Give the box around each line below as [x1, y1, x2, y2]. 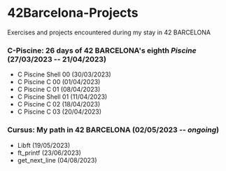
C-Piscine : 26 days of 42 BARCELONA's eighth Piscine [7, 46, 197, 55]
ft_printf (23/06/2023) [17, 149, 82, 157]
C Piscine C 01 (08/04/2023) [17, 85, 101, 94]
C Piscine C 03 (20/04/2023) [17, 107, 102, 116]
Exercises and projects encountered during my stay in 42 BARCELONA [7, 28, 211, 36]
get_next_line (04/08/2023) [17, 156, 97, 164]
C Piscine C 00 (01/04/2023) [17, 78, 101, 86]
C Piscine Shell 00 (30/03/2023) [17, 70, 112, 78]
